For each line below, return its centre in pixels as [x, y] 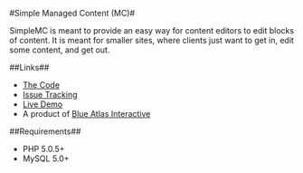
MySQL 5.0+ [46, 159]
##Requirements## [45, 131]
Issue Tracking [50, 95]
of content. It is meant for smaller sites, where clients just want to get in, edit [151, 40]
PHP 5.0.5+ [43, 149]
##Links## [29, 67]
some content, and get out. [60, 50]
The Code [41, 85]
